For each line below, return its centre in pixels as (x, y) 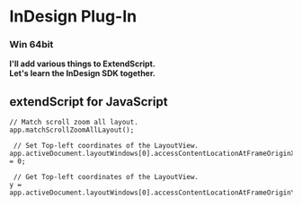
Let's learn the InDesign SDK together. (82, 73)
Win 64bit (31, 45)
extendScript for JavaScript (89, 102)
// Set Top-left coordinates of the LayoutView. (106, 146)
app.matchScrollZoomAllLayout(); (72, 130)
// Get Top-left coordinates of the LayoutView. (106, 177)
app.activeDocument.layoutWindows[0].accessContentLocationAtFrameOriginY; (154, 193)
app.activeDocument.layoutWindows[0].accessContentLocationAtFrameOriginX (152, 154)
